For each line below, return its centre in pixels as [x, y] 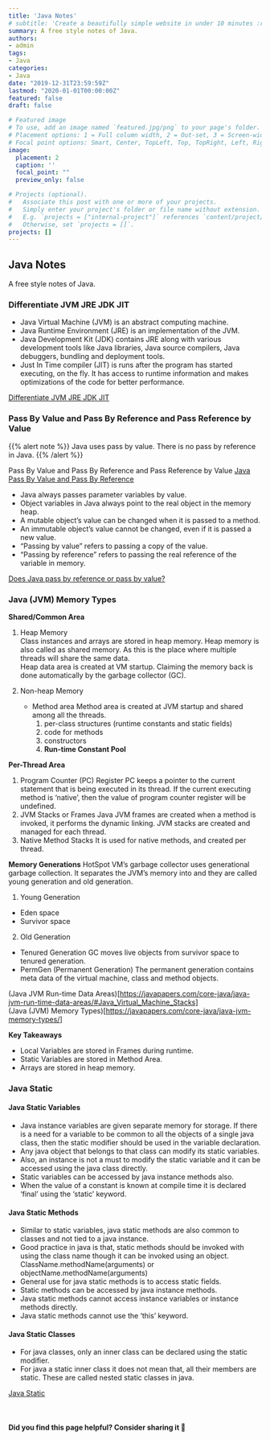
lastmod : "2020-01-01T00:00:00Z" [64, 91]
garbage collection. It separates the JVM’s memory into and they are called [133, 873]
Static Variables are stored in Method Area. [91, 1058]
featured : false [35, 98]
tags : [17, 53]
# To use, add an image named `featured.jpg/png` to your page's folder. [135, 128]
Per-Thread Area [37, 765]
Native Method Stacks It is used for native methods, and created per [133, 840]
